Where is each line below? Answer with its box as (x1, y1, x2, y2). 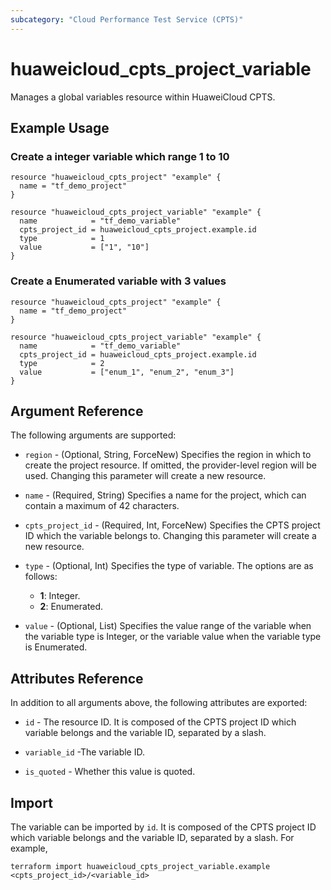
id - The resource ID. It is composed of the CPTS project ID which (24, 716, 297, 728)
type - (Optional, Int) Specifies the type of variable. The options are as (24, 560, 314, 572)
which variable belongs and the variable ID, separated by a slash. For (10, 831, 295, 843)
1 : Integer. (39, 590, 81, 602)
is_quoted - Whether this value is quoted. (24, 766, 196, 778)
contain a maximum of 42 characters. (24, 500, 180, 512)
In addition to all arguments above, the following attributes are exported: (10, 697, 308, 709)
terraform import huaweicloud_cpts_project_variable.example (10, 861, 271, 871)
